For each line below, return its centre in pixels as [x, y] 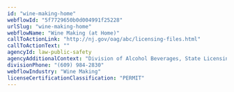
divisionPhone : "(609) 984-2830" [56, 65]
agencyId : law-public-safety [49, 53]
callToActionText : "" [39, 46]
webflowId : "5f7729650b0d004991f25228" [65, 20]
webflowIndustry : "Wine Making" [54, 71]
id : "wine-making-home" [42, 13]
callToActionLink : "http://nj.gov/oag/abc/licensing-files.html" [104, 39]
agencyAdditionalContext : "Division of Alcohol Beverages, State [104, 59]
